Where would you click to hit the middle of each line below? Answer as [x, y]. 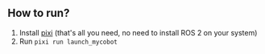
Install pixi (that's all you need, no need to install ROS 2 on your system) [138, 32]
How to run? [39, 13]
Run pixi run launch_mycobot [68, 41]
